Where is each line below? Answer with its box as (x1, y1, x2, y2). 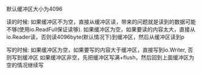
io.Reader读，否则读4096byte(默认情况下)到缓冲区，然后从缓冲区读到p (6, 33, 184, 41)
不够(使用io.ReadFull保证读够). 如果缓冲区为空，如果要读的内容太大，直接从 (6, 26, 196, 33)
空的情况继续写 (6, 61, 44, 69)
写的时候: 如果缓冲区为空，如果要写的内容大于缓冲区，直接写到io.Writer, (6, 46, 187, 53)
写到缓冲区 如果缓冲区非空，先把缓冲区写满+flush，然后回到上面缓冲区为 (11, 54, 195, 61)
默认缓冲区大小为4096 (6, 5, 63, 12)
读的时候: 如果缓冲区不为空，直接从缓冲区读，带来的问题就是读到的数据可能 (6, 18, 196, 25)
